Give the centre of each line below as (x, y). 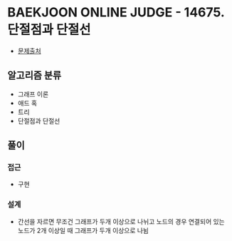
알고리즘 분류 (35, 76)
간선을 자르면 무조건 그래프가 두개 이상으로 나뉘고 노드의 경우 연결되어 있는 (121, 221)
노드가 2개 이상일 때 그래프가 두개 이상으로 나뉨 (83, 230)
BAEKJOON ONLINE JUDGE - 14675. (116, 12)
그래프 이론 (33, 94)
